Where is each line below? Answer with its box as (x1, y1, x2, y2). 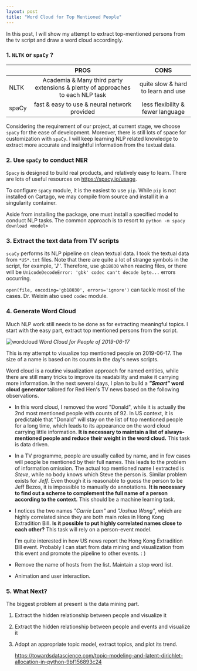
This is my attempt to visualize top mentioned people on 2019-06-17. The (6, 350, 182, 357)
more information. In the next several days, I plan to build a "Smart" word (6, 379, 184, 387)
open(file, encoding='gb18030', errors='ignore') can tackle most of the (6, 286, 185, 293)
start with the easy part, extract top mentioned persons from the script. (6, 327, 178, 334)
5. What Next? (6, 587, 47, 595)
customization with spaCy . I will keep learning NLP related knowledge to (6, 135, 178, 142)
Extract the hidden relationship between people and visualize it (14, 611, 167, 619)
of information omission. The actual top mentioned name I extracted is (14, 465, 185, 472)
